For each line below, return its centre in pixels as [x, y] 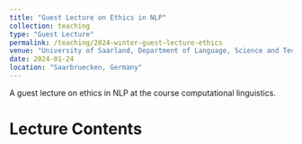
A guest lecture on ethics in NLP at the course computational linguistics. [143, 93]
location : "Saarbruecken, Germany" [76, 68]
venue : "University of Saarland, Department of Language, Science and [144, 51]
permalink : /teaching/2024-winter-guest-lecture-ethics [116, 42]
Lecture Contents [75, 129]
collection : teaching [50, 26]
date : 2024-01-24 [42, 59]
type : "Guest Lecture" [52, 34]
